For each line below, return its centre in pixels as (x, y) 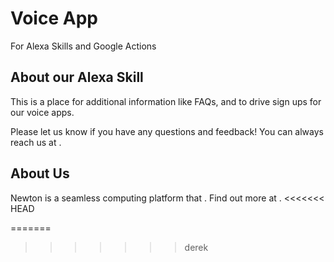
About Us (40, 173)
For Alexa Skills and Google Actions (83, 46)
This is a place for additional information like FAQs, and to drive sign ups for (166, 101)
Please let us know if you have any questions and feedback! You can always (167, 131)
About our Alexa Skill (77, 77)
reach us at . (36, 142)
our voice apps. (42, 112)
